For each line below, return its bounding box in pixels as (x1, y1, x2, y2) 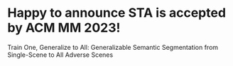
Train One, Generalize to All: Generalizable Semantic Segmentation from (7, 43, 219, 51)
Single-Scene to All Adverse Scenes (7, 51, 114, 59)
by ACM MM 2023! (7, 20, 121, 36)
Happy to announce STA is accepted (7, 5, 226, 21)
